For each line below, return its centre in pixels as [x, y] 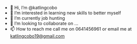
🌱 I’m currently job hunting [38, 18]
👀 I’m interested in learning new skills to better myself [65, 13]
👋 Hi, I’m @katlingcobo [33, 8]
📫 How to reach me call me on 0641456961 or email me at [71, 29]
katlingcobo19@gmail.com [37, 36]
